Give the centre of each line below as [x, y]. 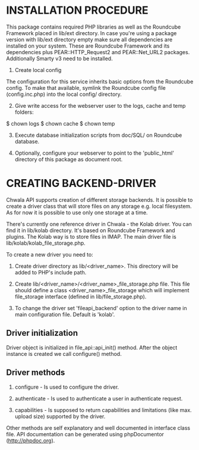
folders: [24, 112]
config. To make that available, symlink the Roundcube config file [86, 87]
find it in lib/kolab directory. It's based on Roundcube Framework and [91, 230]
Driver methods [36, 373]
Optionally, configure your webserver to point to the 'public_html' [94, 153]
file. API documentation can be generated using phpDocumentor [85, 434]
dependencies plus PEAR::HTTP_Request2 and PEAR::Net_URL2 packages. [98, 52]
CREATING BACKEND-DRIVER [81, 184]
